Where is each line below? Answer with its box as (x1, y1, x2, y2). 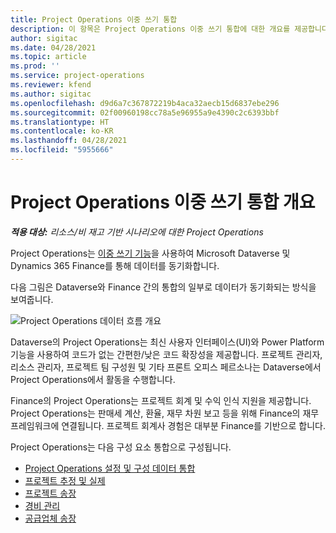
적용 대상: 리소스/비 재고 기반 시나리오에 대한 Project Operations (10, 226, 264, 238)
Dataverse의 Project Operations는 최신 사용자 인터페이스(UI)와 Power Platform (10, 336, 325, 348)
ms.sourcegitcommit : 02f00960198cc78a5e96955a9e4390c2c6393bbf (10, 107, 280, 118)
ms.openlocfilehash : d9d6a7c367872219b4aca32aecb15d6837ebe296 (10, 98, 280, 108)
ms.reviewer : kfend (10, 80, 92, 90)
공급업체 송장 (24, 512, 77, 524)
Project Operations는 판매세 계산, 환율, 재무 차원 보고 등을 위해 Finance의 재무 (10, 407, 320, 419)
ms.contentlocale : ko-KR (10, 126, 114, 136)
